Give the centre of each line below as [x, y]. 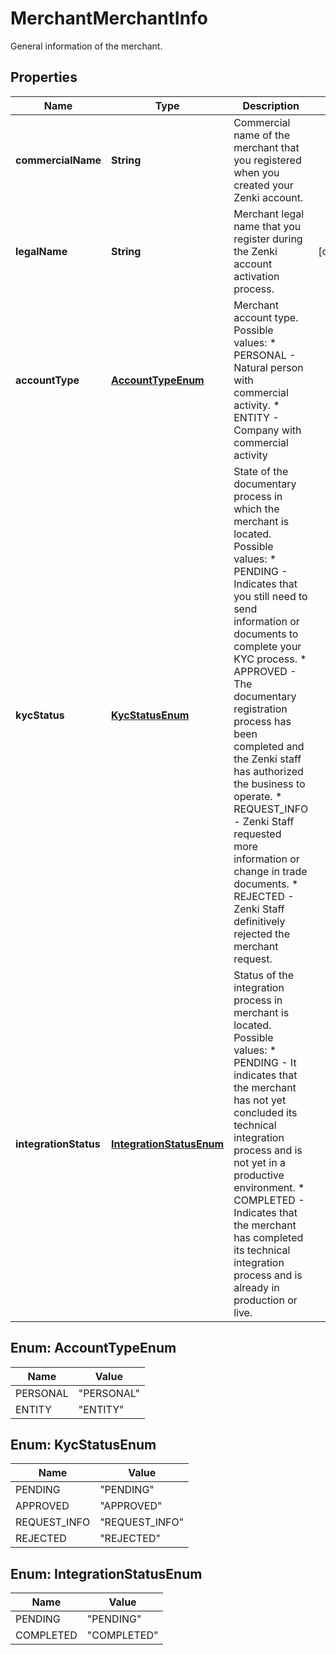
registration [260, 709]
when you [256, 172]
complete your [267, 646]
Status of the [263, 975]
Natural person [268, 367]
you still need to [270, 596]
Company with [267, 430]
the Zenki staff [267, 759]
